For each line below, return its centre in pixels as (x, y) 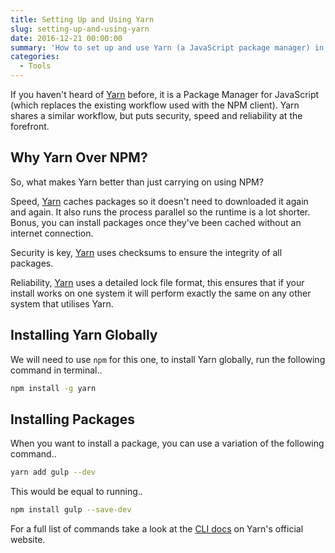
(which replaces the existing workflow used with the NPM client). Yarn (155, 105)
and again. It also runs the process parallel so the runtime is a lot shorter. (160, 212)
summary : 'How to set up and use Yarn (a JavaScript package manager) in (167, 47)
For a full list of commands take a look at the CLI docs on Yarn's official (157, 529)
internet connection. (52, 233)
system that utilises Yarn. (62, 303)
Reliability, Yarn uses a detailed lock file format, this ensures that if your (157, 282)
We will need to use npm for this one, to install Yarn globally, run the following (168, 359)
